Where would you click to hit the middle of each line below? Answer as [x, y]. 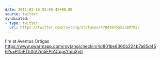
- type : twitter [21, 23]
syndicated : [17, 18]
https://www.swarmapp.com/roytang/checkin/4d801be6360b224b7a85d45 [81, 46]
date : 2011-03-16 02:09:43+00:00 [39, 9]
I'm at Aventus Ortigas [27, 41]
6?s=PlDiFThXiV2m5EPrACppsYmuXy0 [44, 52]
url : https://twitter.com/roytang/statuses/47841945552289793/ [74, 28]
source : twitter [21, 14]
